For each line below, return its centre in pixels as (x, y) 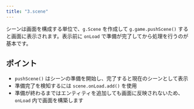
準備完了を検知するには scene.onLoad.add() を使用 (76, 86)
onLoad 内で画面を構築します (49, 100)
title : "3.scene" (27, 11)
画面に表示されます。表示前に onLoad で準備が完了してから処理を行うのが (100, 36)
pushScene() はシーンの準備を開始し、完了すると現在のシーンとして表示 (101, 79)
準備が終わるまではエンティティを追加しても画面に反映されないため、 (99, 93)
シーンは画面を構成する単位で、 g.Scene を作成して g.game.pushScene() (91, 29)
